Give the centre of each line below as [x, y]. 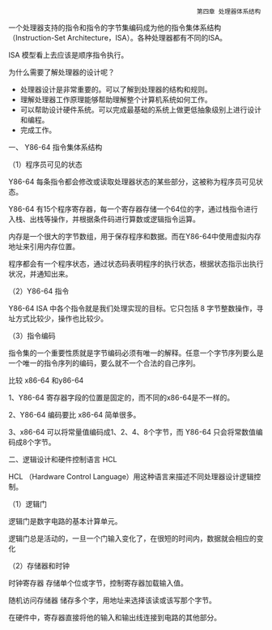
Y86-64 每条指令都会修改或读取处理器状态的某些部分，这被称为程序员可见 [132, 182]
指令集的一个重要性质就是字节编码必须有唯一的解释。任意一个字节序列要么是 [136, 353]
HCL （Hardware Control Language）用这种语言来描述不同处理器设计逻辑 [131, 476]
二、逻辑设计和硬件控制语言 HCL [63, 459]
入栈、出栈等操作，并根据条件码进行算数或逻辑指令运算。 [104, 219]
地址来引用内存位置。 [44, 246]
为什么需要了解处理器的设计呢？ [62, 72]
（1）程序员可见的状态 [45, 164]
